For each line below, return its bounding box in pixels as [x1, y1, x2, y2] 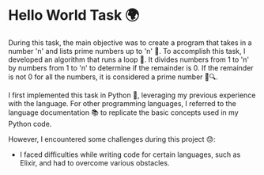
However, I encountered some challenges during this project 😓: [8, 134, 216, 143]
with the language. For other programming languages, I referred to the [8, 98, 237, 108]
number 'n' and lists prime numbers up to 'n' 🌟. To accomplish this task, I [8, 46, 246, 55]
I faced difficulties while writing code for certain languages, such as [19, 150, 241, 159]
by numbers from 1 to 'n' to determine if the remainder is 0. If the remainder [8, 63, 255, 72]
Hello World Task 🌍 [8, 6, 140, 25]
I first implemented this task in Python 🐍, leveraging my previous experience [8, 90, 256, 100]
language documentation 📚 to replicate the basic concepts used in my [8, 108, 239, 117]
